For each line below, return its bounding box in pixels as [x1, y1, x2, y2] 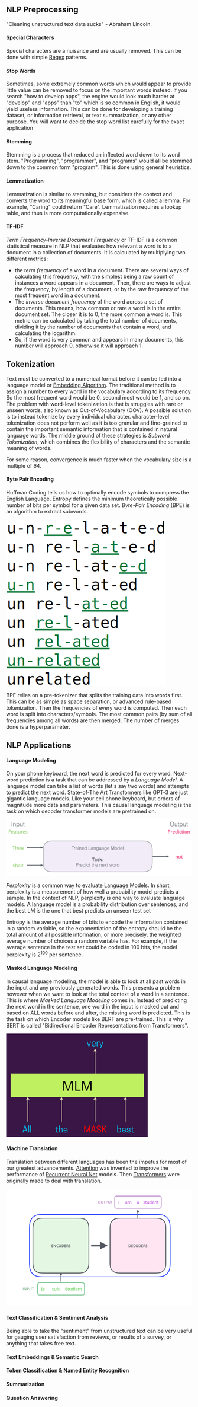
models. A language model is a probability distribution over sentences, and [6, 901, 189, 908]
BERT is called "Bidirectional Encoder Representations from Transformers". [6, 1022, 189, 1029]
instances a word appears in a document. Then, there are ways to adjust [14, 279, 191, 286]
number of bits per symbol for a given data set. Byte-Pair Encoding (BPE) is [6, 501, 190, 509]
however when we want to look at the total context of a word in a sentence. [6, 990, 189, 997]
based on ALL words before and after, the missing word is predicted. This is [6, 1009, 190, 1016]
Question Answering [6, 1394, 58, 1401]
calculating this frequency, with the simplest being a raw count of [14, 273, 174, 280]
